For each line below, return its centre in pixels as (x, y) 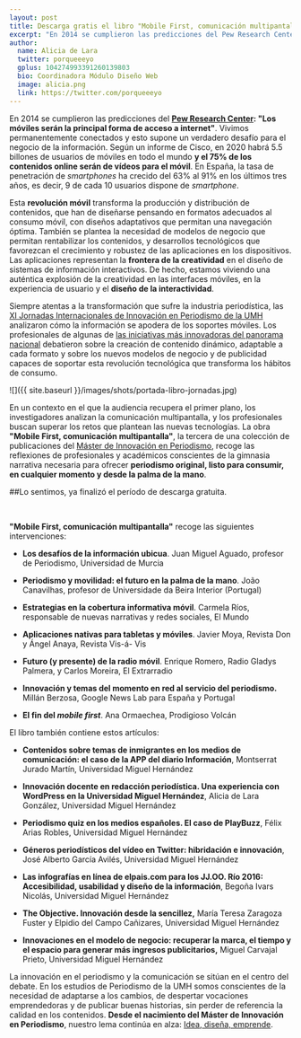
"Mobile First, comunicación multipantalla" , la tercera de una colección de (150, 435)
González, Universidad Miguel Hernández (99, 805)
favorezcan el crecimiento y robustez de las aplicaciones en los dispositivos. (150, 250)
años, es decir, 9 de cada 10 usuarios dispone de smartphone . (124, 185)
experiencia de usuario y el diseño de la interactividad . (112, 288)
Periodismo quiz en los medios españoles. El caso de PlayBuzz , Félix (152, 822)
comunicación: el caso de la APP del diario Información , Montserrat (150, 759)
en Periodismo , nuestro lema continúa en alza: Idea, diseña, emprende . (141, 1024)
